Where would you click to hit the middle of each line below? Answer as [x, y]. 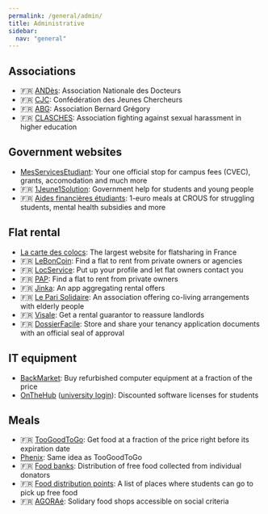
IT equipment [43, 358]
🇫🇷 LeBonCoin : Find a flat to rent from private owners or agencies [131, 260]
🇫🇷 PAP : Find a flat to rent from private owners [99, 279]
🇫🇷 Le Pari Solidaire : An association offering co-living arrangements [135, 297]
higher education [48, 127]
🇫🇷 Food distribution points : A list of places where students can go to [137, 484]
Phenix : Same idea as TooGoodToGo [81, 457]
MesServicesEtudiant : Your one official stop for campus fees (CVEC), [135, 171]
